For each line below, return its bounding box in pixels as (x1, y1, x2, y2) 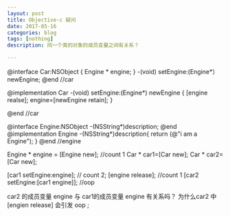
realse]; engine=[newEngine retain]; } (7, 96, 113, 104)
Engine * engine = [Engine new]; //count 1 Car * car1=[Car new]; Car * (7, 150, 205, 158)
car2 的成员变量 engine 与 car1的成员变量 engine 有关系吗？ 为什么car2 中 (7, 193, 217, 200)
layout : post (7, 10, 45, 17)
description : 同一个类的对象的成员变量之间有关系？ (7, 42, 139, 49)
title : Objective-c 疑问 (7, 16, 76, 23)
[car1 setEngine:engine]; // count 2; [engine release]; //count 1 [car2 (7, 171, 199, 179)
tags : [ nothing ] (7, 36, 54, 43)
